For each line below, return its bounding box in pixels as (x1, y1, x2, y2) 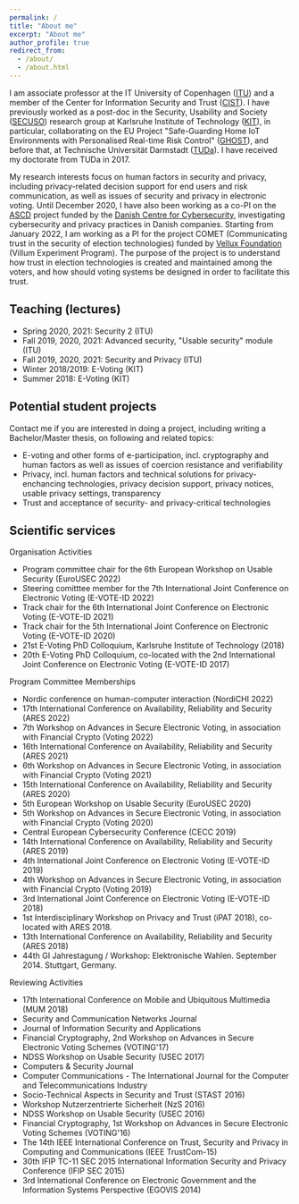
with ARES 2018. (52, 922, 112, 933)
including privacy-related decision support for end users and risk (9, 181, 248, 191)
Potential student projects (9, 399, 157, 414)
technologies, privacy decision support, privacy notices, (67, 478, 274, 488)
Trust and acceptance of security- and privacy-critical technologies (21, 497, 271, 508)
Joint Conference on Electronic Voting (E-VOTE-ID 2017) (21, 659, 230, 670)
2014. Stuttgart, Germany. (21, 960, 118, 971)
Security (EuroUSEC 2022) (21, 573, 121, 584)
